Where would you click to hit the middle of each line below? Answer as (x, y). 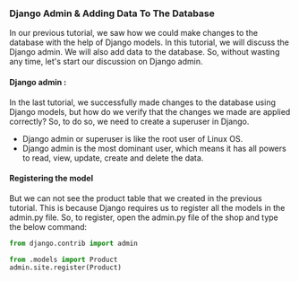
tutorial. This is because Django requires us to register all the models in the (147, 207)
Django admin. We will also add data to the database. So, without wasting (145, 52)
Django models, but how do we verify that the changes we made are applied (150, 111)
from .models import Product (64, 259)
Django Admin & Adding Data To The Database (112, 13)
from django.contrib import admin (74, 243)
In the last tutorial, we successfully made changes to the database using (142, 102)
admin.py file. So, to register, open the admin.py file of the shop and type (144, 217)
